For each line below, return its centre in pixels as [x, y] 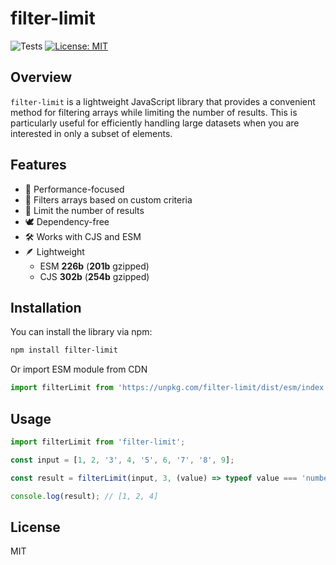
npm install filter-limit [64, 350]
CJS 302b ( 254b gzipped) [94, 276]
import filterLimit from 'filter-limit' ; [98, 442]
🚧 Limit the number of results [84, 210]
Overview [41, 77]
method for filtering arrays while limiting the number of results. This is [154, 112]
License [35, 527]
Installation [46, 307]
